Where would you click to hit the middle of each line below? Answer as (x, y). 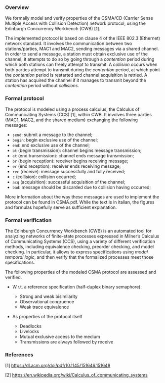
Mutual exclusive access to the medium (60, 336)
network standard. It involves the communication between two (69, 44)
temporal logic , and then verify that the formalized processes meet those (80, 257)
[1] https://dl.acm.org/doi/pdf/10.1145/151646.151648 (58, 366)
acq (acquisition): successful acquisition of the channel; (69, 182)
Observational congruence (47, 301)
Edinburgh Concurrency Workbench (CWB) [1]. (53, 29)
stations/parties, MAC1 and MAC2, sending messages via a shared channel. (82, 49)
